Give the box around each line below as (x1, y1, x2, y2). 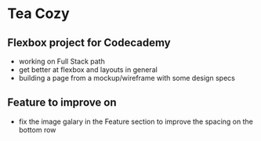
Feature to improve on (7, 96, 117, 110)
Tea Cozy (7, 5, 70, 23)
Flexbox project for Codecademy (7, 36, 171, 49)
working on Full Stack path (18, 56, 105, 66)
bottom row (18, 125, 56, 134)
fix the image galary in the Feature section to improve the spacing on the (18, 117, 254, 126)
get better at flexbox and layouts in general (18, 65, 158, 74)
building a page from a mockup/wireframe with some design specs (18, 74, 236, 82)
